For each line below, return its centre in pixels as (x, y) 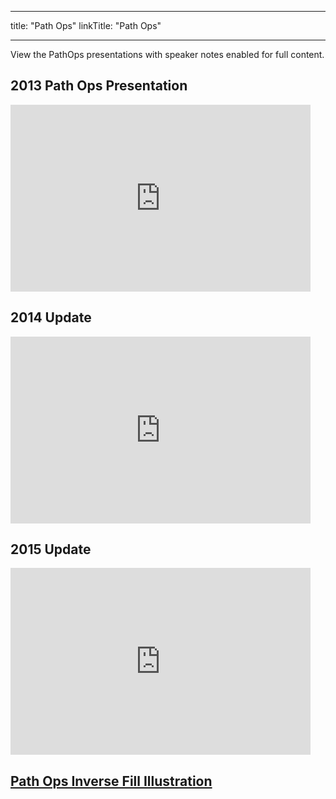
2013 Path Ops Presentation (99, 86)
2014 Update (51, 317)
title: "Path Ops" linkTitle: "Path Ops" (86, 25)
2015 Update (51, 549)
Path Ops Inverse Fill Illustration (111, 781)
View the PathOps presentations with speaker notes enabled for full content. (167, 54)
